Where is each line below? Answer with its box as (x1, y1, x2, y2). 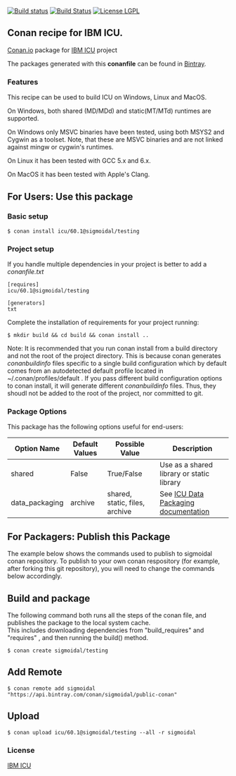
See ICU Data (159, 489, 204, 499)
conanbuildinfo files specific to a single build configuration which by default (7, 359, 227, 368)
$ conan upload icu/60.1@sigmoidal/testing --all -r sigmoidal (7, 729, 197, 736)
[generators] (7, 300, 46, 307)
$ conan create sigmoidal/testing (7, 647, 109, 655)
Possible (115, 439, 145, 449)
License (7, 745, 35, 755)
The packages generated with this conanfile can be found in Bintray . (7, 59, 206, 68)
